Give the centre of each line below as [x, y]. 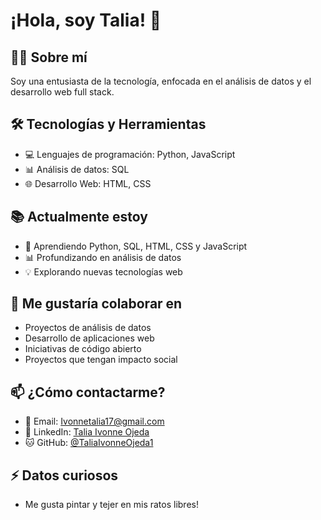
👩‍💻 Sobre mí [49, 57]
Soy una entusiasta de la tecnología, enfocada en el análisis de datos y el [161, 81]
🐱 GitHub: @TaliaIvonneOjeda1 [89, 443]
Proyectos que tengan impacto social [101, 360]
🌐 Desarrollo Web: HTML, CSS [88, 183]
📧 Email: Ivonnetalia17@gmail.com [94, 421]
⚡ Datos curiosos [64, 475]
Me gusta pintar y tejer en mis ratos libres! [111, 505]
